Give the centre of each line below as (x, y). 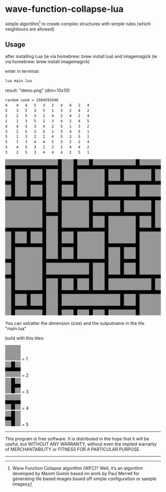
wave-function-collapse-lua (64, 9)
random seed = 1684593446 (32, 100)
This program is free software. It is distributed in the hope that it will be (77, 438)
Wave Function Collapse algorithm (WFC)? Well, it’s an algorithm (78, 468)
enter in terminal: (22, 71)
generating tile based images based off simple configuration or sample (84, 479)
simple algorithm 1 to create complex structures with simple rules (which (78, 23)
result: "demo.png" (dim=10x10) (38, 91)
